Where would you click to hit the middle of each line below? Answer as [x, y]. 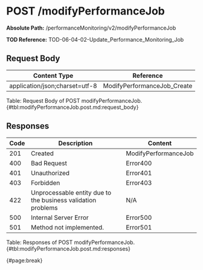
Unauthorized [50, 173]
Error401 [139, 173]
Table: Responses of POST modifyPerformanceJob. [70, 242]
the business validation [64, 200]
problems [44, 208]
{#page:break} [24, 260]
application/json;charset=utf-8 [53, 86]
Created [43, 153]
